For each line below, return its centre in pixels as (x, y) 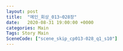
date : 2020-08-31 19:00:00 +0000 (50, 22)
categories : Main (27, 28)
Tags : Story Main (27, 33)
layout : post (22, 11)
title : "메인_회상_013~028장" (41, 17)
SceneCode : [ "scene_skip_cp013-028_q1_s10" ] (62, 39)
